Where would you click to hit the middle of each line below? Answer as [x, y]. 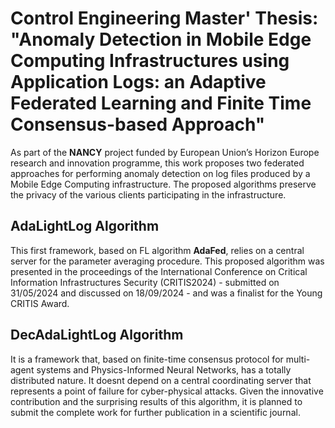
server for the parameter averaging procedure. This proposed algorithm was [167, 261]
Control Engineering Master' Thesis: [164, 18]
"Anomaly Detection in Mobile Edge [161, 39]
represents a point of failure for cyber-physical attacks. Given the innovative [167, 391]
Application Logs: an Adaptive [138, 82]
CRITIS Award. [40, 303]
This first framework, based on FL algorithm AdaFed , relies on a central [157, 250]
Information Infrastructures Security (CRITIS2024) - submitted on [145, 282]
